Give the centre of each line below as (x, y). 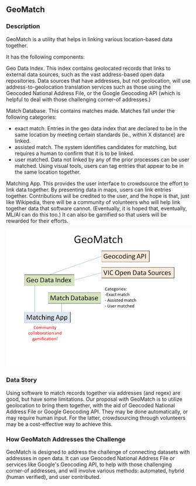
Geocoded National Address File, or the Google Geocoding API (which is (93, 93)
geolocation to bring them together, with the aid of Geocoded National (91, 405)
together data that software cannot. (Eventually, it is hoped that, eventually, (97, 208)
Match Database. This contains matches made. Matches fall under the (90, 110)
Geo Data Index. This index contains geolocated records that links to (88, 68)
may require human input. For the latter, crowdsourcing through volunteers (96, 418)
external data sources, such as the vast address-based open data (85, 74)
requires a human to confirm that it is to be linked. (74, 153)
